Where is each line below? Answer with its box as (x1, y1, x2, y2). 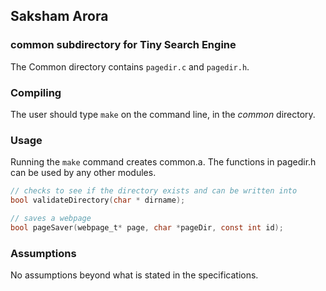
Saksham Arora (10, 8, 109, 25)
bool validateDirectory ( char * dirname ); (10, 195, 186, 206)
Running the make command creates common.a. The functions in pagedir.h (10, 156, 317, 168)
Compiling (10, 85, 62, 99)
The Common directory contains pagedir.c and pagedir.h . (10, 60, 250, 73)
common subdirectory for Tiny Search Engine (10, 38, 237, 52)
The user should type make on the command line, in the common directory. (10, 108, 316, 120)
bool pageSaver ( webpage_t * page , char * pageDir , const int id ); (10, 222, 284, 233)
